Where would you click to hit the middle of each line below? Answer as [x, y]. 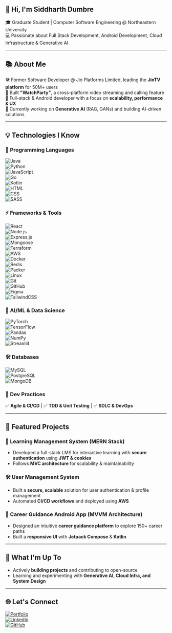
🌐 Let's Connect [32, 602]
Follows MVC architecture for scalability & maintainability [73, 463]
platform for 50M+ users [31, 87]
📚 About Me [26, 64]
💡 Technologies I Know [43, 135]
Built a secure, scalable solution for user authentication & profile [81, 490]
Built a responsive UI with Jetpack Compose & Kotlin [69, 536]
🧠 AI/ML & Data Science [35, 310]
